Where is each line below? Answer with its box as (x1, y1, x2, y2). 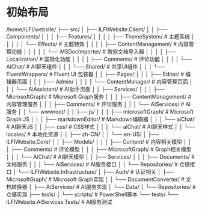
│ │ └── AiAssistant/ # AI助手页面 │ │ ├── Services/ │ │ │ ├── (6, 85, 165, 93)
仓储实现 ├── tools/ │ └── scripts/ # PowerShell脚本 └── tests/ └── (6, 191, 179, 198)
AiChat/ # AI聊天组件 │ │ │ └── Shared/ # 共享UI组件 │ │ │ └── (6, 63, 165, 70)
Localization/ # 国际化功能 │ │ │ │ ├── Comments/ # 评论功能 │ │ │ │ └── (6, 55, 192, 63)
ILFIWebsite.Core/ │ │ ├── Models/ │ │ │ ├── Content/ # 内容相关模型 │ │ (6, 138, 192, 145)
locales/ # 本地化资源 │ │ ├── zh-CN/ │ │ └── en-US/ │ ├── (6, 130, 159, 138)
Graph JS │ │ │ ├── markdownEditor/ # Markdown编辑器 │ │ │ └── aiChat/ (6, 115, 195, 123)
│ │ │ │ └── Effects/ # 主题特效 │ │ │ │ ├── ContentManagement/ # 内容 (6, 40, 189, 47)
